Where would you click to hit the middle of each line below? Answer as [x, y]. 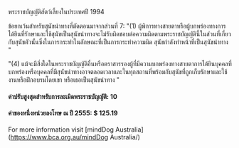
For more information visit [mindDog [61, 129]
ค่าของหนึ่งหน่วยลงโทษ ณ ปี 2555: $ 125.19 [63, 113]
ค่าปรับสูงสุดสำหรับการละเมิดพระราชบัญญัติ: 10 [63, 96]
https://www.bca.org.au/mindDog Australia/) [75, 137]
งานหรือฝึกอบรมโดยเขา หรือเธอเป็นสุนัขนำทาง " [64, 80]
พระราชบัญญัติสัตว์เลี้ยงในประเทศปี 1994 [57, 12]
